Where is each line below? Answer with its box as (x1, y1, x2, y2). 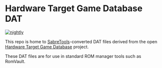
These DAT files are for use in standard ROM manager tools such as (5, 53, 142, 59)
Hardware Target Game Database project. (5, 44, 89, 50)
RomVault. (5, 58, 26, 64)
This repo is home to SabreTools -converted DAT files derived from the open (5, 38, 158, 44)
